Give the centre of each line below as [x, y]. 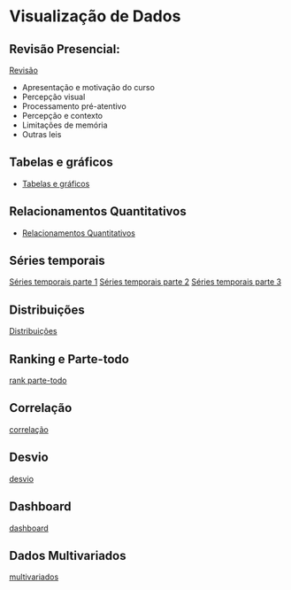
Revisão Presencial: [65, 49]
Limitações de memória [65, 125]
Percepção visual [54, 97]
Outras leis [42, 134]
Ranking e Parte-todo [69, 359]
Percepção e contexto [62, 116]
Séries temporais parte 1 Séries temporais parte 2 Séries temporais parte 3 [145, 282]
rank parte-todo [38, 380]
